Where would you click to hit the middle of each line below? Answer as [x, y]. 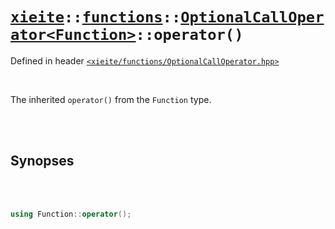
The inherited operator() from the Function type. [111, 99]
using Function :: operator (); [71, 214]
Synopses [42, 161]
